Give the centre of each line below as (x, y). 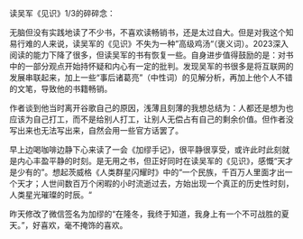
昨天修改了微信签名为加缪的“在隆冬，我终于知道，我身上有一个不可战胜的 (146, 214)
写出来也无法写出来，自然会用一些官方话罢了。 (96, 130)
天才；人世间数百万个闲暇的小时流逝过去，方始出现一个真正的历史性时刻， (155, 184)
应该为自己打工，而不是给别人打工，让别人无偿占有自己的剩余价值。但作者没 (151, 119)
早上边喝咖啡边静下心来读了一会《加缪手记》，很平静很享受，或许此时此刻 (146, 150)
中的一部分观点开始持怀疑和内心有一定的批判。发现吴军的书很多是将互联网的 (151, 66)
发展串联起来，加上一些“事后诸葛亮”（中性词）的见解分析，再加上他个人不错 (151, 78)
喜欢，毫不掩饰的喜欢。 (84, 225)
